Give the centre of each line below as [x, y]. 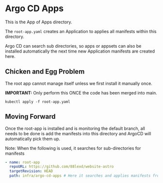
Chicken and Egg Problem [45, 72]
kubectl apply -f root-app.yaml [38, 102]
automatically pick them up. [33, 139]
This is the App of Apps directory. [39, 22]
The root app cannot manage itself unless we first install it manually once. [79, 83]
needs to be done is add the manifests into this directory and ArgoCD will [78, 133]
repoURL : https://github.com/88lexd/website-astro [62, 167]
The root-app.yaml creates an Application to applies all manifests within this [81, 31]
